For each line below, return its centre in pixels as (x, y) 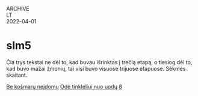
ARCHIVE (18, 9)
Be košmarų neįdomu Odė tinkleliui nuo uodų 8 (64, 86)
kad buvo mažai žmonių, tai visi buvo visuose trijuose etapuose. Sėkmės (96, 68)
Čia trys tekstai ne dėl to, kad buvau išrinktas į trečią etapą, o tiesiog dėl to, (99, 62)
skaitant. (17, 75)
